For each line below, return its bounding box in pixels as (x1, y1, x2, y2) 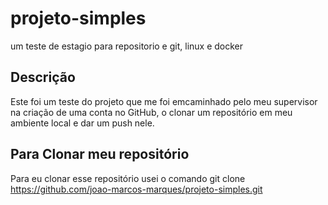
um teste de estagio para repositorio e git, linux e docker (10, 40, 244, 52)
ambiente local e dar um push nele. (10, 117, 155, 129)
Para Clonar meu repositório (10, 146, 190, 163)
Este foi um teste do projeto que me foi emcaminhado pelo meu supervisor (10, 95, 318, 107)
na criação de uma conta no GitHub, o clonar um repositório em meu (10, 106, 293, 118)
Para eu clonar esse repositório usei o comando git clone (10, 172, 246, 184)
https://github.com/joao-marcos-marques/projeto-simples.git (10, 183, 263, 195)
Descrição (10, 69, 76, 86)
